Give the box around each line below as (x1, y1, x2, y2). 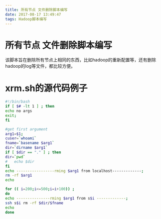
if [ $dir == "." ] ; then (5, 150, 61, 155)
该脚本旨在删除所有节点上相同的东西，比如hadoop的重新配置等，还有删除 (5, 57, 157, 63)
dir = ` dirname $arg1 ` (5, 145, 48, 150)
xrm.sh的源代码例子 (5, 83, 88, 94)
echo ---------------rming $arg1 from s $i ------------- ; (5, 196, 128, 201)
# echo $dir (5, 159, 35, 164)
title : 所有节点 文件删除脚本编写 (5, 7, 68, 12)
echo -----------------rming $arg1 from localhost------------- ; (5, 168, 144, 173)
